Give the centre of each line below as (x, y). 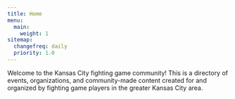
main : (22, 27)
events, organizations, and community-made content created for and (107, 80)
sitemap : (20, 40)
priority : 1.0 (34, 53)
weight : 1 (34, 33)
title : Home (25, 14)
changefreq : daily (41, 46)
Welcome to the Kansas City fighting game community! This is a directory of (118, 73)
